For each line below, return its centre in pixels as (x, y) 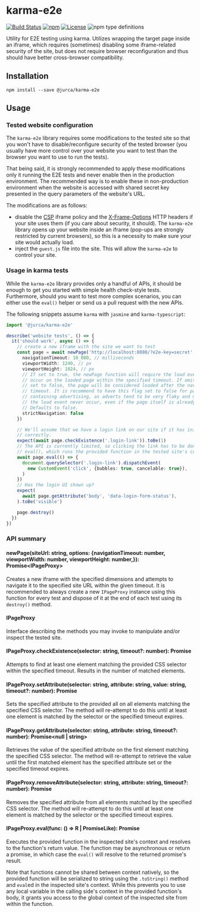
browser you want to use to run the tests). (57, 157)
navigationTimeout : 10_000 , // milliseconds (78, 358)
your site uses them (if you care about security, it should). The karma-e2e (104, 224)
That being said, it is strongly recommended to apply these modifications (96, 169)
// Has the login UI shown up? (56, 485)
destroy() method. (29, 604)
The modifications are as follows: (47, 206)
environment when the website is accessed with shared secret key (88, 188)
